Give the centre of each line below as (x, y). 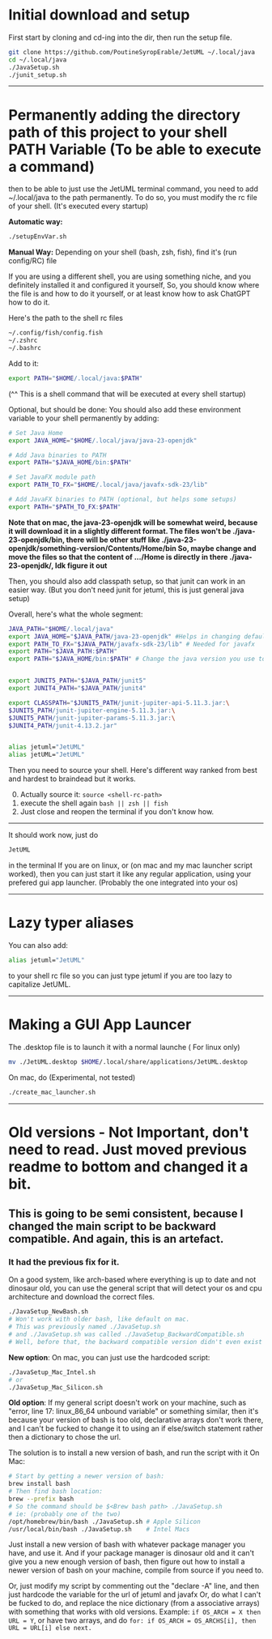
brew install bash (39, 1484)
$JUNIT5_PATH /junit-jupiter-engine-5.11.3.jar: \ (92, 711)
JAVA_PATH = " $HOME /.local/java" (61, 629)
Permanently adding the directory (125, 115)
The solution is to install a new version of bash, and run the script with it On (134, 1453)
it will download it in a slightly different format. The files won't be (120, 531)
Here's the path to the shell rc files (66, 318)
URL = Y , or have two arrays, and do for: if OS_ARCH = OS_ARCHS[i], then (132, 1620)
